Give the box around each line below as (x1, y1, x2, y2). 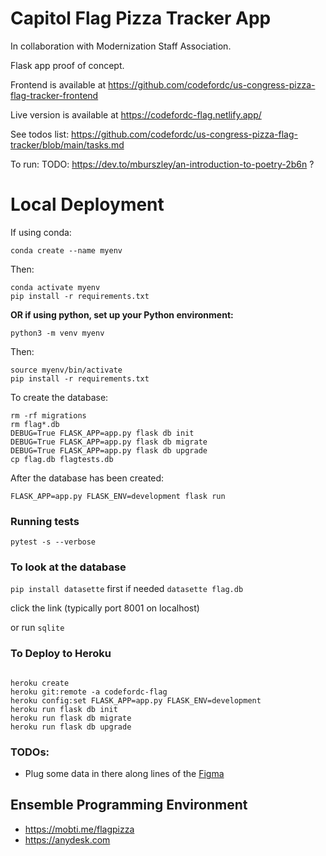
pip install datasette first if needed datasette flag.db (10, 583, 244, 595)
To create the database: (10, 391, 109, 403)
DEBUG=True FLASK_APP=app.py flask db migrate (10, 437, 208, 447)
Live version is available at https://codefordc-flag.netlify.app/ (10, 108, 262, 121)
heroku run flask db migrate (10, 713, 132, 723)
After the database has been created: (10, 472, 165, 484)
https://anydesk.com (24, 833, 111, 846)
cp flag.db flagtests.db (10, 454, 114, 464)
